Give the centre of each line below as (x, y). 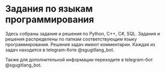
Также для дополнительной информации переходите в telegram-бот (79, 59)
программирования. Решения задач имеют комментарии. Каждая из (80, 44)
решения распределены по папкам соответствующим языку (71, 39)
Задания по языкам (49, 9)
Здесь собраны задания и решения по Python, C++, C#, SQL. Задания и (83, 33)
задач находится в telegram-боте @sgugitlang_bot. (60, 50)
